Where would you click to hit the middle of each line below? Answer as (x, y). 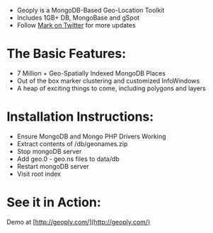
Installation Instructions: (80, 117)
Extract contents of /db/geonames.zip (72, 143)
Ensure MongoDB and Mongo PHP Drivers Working (92, 136)
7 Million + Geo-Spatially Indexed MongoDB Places (91, 73)
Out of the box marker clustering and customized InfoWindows (108, 80)
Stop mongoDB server (49, 151)
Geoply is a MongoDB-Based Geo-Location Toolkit (91, 10)
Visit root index (39, 174)
